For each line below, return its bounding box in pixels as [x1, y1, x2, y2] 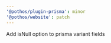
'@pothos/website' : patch [6, 14, 70, 20]
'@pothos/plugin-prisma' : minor [6, 8, 86, 15]
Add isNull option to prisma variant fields [6, 30, 105, 37]
